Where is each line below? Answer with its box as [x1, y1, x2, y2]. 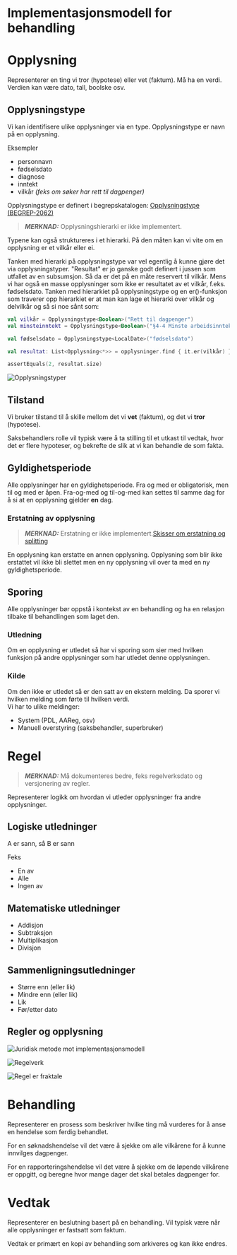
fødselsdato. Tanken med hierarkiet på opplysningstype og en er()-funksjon [7, 287, 228, 295]
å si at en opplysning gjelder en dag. [7, 495, 114, 504]
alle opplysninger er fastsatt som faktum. [7, 1225, 126, 1234]
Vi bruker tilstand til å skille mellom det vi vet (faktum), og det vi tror [7, 413, 206, 421]
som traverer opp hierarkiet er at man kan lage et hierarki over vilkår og [7, 295, 214, 303]
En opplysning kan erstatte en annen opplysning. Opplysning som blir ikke [7, 550, 223, 559]
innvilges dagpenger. [7, 1148, 68, 1157]
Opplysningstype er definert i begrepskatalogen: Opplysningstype [7, 201, 200, 209]
